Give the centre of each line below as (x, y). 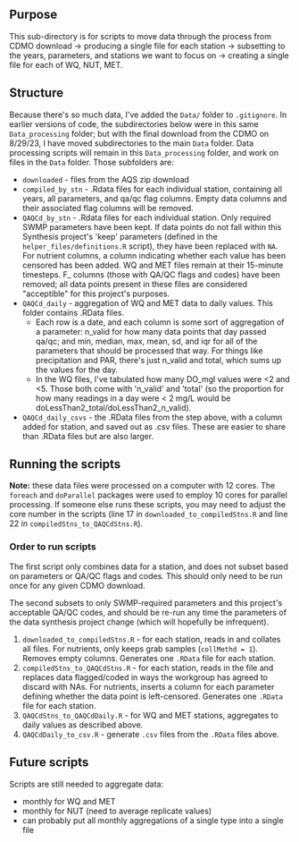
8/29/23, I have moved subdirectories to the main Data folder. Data (132, 143)
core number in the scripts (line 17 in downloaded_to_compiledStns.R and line (149, 515)
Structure (37, 93)
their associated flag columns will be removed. (108, 208)
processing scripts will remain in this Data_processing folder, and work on (144, 152)
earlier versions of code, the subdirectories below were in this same (134, 123)
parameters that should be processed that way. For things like (149, 350)
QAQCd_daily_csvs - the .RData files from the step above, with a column (152, 417)
